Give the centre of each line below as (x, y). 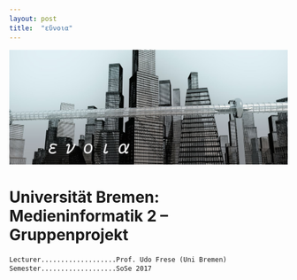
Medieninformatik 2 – (89, 216)
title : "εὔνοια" (41, 28)
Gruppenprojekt (69, 234)
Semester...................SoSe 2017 (80, 268)
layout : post (33, 19)
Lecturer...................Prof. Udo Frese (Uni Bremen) (118, 260)
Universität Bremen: (84, 197)
